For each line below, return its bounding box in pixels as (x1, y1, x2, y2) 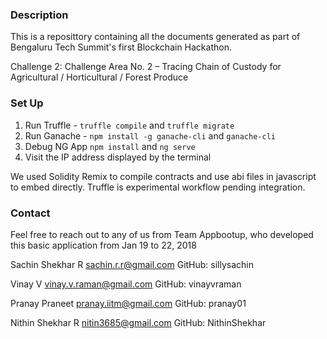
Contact (10, 206, 51, 220)
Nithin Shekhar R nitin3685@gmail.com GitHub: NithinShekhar (10, 316, 267, 328)
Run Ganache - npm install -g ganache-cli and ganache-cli (24, 129, 276, 142)
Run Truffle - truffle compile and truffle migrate (24, 119, 235, 131)
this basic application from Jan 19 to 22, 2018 (10, 239, 197, 251)
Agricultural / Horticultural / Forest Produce (10, 71, 189, 83)
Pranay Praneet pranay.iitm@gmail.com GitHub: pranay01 (10, 297, 247, 309)
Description (10, 8, 69, 22)
